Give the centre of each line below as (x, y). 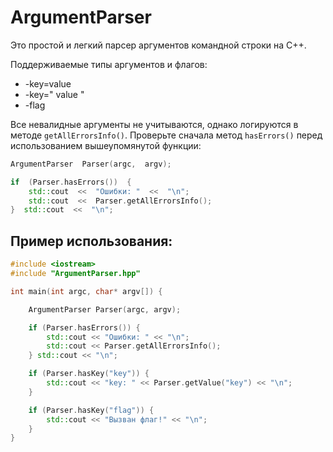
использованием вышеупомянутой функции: (106, 145)
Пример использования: (91, 241)
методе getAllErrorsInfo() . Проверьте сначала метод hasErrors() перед (166, 135)
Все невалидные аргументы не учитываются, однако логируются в (154, 124)
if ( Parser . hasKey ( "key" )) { (89, 374)
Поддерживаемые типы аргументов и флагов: (109, 64)
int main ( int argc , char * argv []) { (86, 291)
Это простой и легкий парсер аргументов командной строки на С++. (158, 45)
